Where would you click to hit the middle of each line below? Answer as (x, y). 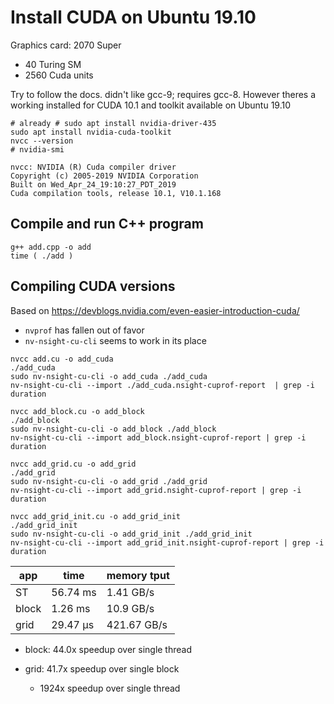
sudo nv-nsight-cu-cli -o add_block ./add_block (113, 429)
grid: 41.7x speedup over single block (102, 668)
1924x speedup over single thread (110, 688)
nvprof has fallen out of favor (84, 330)
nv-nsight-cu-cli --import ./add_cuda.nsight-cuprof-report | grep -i (162, 385)
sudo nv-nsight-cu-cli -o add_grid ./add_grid (109, 481)
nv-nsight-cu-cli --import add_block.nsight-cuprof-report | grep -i (158, 437)
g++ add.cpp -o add (51, 247)
